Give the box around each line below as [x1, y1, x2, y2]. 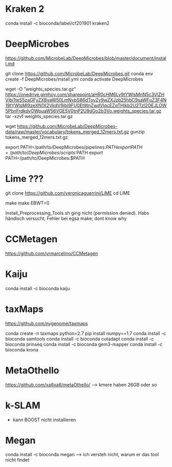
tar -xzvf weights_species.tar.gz [5, 113, 73, 119]
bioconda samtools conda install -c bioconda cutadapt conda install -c [5, 335, 155, 342]
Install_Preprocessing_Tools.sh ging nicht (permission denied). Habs [5, 210, 149, 216]
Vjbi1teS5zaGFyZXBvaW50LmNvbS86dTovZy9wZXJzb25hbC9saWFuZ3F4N [5, 97, 167, 103]
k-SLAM [5, 399, 40, 411]
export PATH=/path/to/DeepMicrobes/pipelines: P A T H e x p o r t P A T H [5, 144, 143, 150]
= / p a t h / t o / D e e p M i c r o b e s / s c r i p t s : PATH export [5, 150, 103, 156]
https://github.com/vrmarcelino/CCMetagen [5, 250, 98, 256]
